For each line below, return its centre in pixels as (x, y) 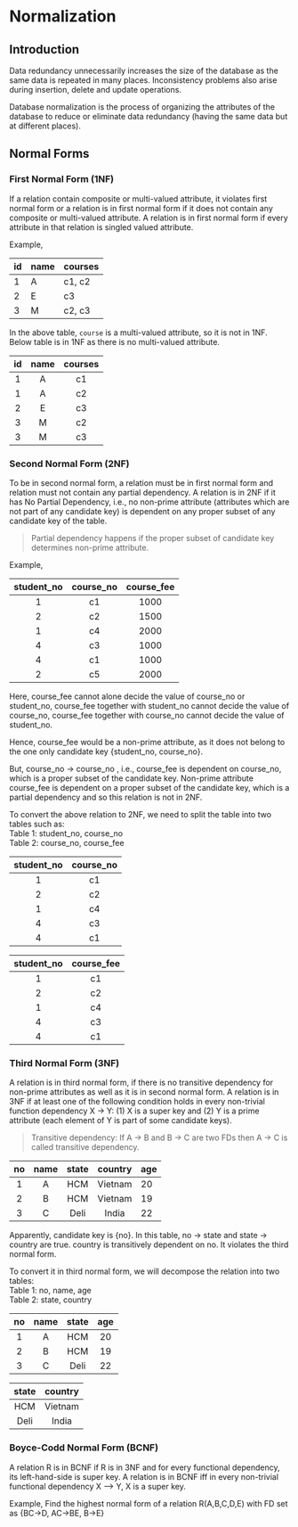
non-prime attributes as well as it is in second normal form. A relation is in (144, 1092)
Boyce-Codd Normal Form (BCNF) (84, 1448)
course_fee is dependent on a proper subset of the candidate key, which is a (149, 787)
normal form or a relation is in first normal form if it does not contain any (141, 208)
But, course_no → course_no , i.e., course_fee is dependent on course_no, (145, 768)
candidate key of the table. (58, 521)
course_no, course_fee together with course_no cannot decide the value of (147, 715)
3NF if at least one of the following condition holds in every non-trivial (137, 1102)
